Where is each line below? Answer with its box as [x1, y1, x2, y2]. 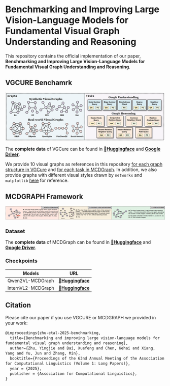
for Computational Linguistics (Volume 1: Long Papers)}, [5, 361, 130, 366]
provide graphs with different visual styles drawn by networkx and [5, 172, 143, 178]
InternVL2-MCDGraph [7, 285, 54, 291]
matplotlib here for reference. [5, 177, 69, 184]
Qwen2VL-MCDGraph [7, 278, 54, 284]
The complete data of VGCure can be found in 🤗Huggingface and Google [5, 146, 161, 152]
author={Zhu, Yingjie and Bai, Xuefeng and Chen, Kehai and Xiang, [10, 345, 156, 351]
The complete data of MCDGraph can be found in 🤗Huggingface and [5, 239, 151, 245]
